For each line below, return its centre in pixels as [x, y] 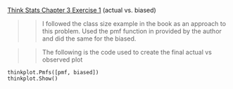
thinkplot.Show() [33, 78]
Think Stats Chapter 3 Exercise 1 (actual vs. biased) [82, 10]
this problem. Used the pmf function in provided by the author [132, 31]
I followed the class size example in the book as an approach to [134, 23]
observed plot [62, 60]
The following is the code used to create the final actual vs [127, 52]
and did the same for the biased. [89, 39]
